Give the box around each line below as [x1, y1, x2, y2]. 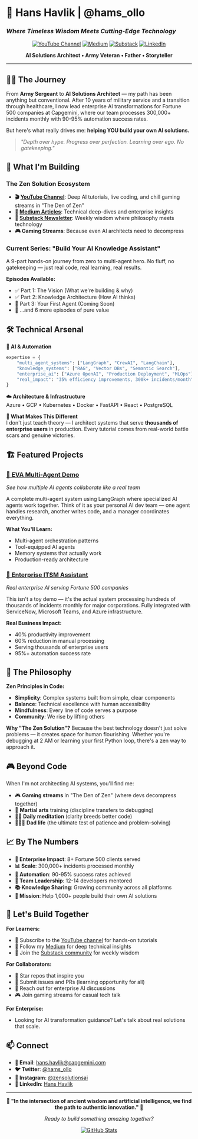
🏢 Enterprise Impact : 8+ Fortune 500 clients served [14, 855, 141, 863]
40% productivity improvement [14, 631, 91, 638]
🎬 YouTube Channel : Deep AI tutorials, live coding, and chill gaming [14, 193, 180, 200]
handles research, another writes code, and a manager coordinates [6, 508, 170, 515]
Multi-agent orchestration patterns [14, 537, 99, 544]
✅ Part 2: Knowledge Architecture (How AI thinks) [14, 293, 136, 301]
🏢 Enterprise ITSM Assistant [6, 571, 88, 579]
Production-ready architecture [14, 556, 88, 563]
